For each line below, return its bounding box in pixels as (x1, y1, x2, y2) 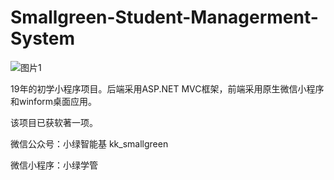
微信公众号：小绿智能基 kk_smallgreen (10, 137, 169, 150)
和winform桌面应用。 (10, 95, 98, 107)
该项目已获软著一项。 (10, 116, 98, 128)
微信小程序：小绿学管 (10, 159, 98, 171)
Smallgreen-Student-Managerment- (10, 6, 319, 29)
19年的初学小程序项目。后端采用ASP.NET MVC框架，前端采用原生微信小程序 (10, 82, 325, 95)
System (10, 27, 76, 50)
